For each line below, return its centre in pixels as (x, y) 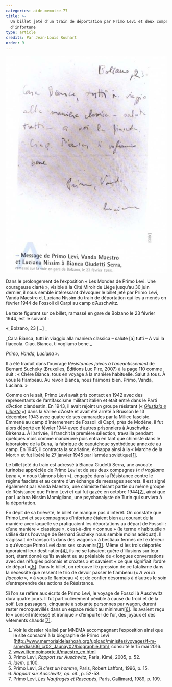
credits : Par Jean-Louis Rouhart (41, 38)
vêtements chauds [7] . (29, 620)
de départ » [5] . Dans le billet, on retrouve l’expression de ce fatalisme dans (85, 567)
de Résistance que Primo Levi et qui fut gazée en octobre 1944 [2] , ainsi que (85, 492)
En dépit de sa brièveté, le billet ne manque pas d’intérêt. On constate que (84, 513)
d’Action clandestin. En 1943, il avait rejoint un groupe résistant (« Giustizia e (86, 406)
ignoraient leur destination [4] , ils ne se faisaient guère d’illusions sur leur (82, 551)
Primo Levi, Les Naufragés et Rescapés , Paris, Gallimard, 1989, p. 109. (87, 679)
